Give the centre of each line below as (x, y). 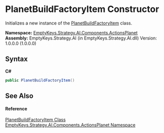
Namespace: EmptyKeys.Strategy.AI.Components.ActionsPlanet (71, 32)
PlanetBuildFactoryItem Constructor (82, 9)
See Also (19, 96)
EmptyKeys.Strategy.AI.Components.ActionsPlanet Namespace (70, 125)
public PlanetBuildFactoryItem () (40, 80)
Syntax (16, 59)
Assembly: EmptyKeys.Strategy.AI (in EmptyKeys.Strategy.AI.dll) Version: (81, 38)
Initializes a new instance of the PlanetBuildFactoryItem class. (69, 23)
